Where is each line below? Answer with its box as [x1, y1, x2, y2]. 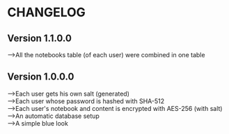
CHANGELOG [7, 5, 86, 20]
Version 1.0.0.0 [7, 71, 74, 83]
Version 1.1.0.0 [7, 32, 72, 44]
